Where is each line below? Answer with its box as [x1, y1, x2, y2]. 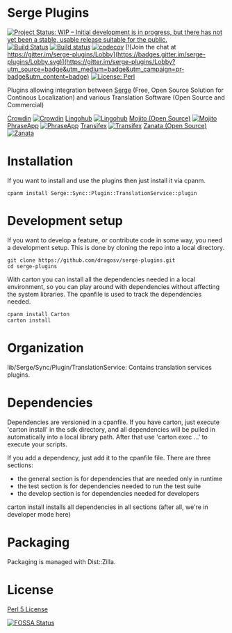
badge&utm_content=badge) [7, 72, 90, 81]
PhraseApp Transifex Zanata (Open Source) [7, 121, 207, 130]
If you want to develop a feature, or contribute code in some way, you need [7, 235, 222, 244]
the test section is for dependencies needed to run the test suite [17, 482, 201, 490]
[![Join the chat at [125, 42, 176, 51]
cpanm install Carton [7, 311, 70, 318]
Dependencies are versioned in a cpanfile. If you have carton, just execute [7, 418, 220, 426]
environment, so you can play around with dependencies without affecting [7, 282, 220, 290]
